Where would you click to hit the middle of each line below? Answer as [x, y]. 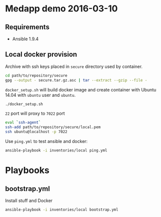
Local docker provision [41, 54]
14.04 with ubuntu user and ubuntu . [40, 95]
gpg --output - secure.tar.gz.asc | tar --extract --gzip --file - [76, 80]
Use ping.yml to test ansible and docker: [46, 142]
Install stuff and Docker [29, 200]
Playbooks [27, 171]
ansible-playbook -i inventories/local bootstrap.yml [62, 210]
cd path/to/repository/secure [36, 75]
